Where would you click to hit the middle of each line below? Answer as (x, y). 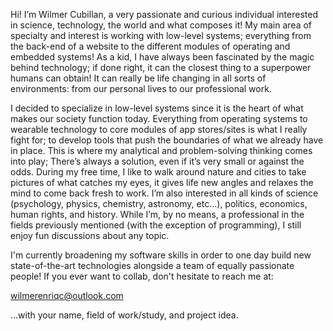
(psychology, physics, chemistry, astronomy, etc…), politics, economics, (159, 203)
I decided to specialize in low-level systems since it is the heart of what (157, 108)
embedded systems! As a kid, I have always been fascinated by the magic (162, 57)
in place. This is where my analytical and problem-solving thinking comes (161, 150)
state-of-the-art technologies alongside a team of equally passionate (152, 265)
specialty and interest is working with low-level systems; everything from (161, 35)
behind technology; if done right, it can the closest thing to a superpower (161, 67)
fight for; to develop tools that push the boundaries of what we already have (167, 140)
